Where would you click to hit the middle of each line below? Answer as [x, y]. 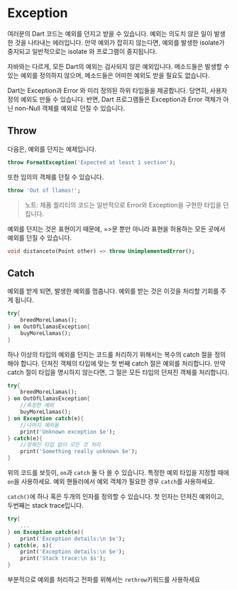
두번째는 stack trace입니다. [45, 506]
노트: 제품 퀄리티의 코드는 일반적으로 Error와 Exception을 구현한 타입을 [123, 204]
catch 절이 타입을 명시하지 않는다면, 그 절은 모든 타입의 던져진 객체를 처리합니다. [118, 372]
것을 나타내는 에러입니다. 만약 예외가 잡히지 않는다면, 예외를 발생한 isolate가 [120, 42]
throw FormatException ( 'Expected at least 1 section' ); [92, 162]
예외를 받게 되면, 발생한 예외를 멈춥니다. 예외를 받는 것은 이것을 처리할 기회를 [113, 291]
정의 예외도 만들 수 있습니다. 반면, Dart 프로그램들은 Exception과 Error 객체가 [115, 99]
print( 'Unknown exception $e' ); [68, 432]
